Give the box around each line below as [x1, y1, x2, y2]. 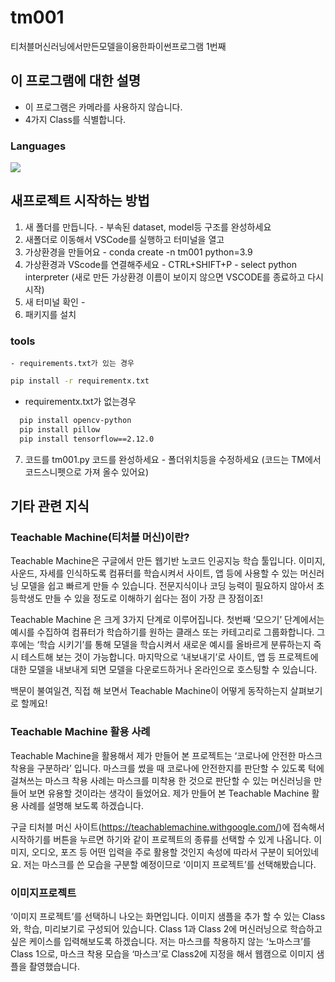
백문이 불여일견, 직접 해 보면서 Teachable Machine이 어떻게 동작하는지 [10, 685, 288, 697]
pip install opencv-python [19, 416, 132, 426]
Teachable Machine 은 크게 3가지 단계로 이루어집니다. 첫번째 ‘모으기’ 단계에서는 [10, 614, 325, 626]
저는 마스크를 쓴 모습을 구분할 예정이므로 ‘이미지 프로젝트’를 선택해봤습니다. [23, 858, 317, 870]
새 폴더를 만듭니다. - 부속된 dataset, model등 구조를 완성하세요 [24, 221, 272, 233]
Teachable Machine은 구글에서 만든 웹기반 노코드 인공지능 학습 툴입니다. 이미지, [10, 555, 326, 567]
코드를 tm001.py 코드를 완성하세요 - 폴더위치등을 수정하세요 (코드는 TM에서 [24, 453, 322, 465]
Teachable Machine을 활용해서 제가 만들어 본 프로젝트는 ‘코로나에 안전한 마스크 [10, 749, 323, 761]
